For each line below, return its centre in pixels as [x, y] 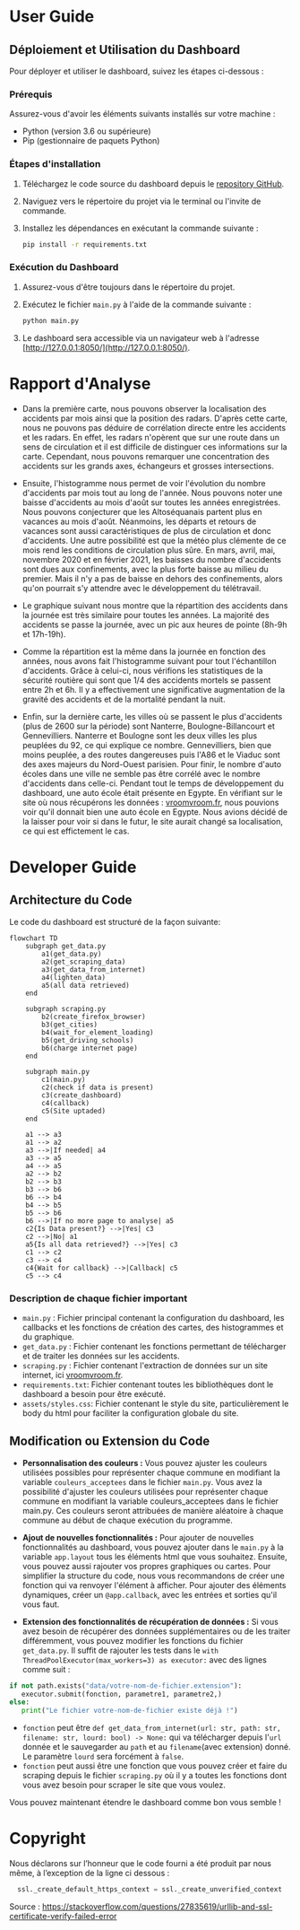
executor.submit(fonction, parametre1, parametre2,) [121, 1694]
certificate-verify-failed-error [63, 1916]
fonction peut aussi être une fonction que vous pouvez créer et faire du [154, 1766]
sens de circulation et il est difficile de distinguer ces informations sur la [155, 447]
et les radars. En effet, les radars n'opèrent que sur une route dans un [151, 437]
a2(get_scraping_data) [84, 962]
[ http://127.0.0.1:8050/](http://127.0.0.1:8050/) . [106, 347]
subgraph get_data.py [65, 946]
